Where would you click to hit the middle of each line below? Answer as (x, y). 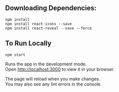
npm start (15, 55)
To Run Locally (28, 43)
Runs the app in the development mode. (46, 64)
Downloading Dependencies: (51, 8)
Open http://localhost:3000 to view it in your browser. (60, 69)
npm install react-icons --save (38, 24)
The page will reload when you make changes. (53, 79)
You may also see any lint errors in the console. (53, 84)
